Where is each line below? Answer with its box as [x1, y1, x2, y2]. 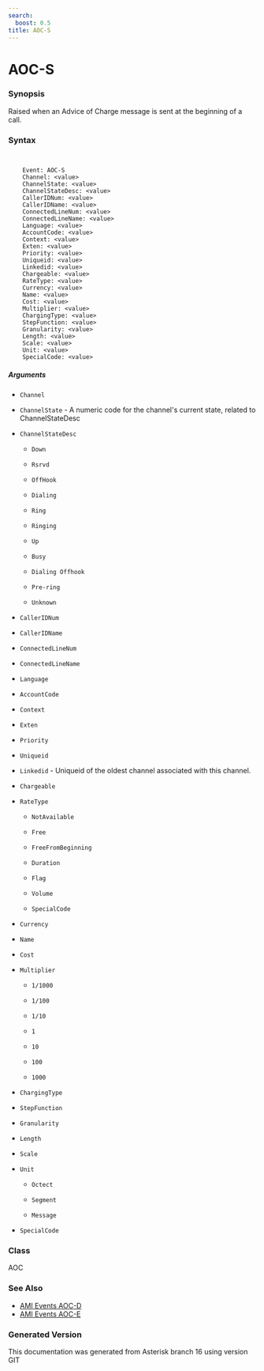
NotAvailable [31, 814, 75, 821]
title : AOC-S [8, 26, 51, 34]
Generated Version [8, 1329, 83, 1340]
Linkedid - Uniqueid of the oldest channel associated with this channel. [19, 766, 251, 776]
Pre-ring [31, 584, 61, 591]
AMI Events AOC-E [19, 1309, 81, 1319]
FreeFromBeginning [31, 844, 92, 852]
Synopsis [8, 89, 45, 100]
